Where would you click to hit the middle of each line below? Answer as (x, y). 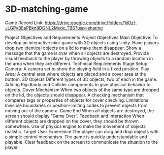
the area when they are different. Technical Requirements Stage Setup (76, 63)
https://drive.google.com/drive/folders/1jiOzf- (91, 23)
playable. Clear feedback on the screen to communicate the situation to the (82, 142)
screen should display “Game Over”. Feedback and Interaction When (75, 116)
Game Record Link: (24, 23)
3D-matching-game (47, 9)
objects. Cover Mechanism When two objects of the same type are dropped (82, 90)
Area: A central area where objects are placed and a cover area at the (76, 74)
